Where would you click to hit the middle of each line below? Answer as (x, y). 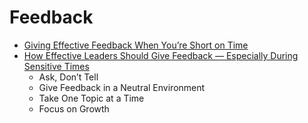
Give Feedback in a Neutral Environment (122, 87)
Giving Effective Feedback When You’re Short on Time (136, 45)
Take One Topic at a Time (91, 98)
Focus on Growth (74, 108)
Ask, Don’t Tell (68, 77)
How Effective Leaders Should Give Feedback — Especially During (161, 55)
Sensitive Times (56, 66)
